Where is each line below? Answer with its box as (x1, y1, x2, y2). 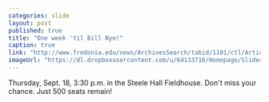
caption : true (8, 41, 56, 49)
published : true (8, 26, 62, 34)
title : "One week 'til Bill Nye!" (8, 33, 124, 42)
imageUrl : (8, 57, 42, 65)
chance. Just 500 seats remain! (8, 86, 112, 96)
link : (8, 49, 26, 57)
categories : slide (8, 11, 70, 20)
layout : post (8, 19, 52, 27)
